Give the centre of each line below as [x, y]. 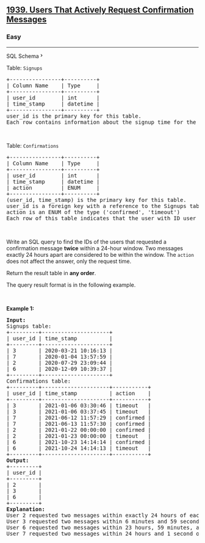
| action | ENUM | [53, 188]
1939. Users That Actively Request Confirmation [100, 10]
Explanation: [26, 509]
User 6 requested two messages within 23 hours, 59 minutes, [100, 527]
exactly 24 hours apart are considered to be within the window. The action [100, 254]
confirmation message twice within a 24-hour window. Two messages [95, 248]
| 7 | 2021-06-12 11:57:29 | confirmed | [79, 418]
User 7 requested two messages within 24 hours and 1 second [100, 534]
